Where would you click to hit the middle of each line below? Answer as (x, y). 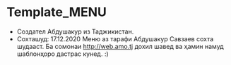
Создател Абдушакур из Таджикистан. (75, 31)
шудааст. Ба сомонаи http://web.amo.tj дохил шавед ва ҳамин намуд (120, 46)
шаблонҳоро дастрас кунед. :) (63, 54)
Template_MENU (57, 12)
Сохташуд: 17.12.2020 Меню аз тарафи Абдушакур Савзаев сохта (115, 38)
